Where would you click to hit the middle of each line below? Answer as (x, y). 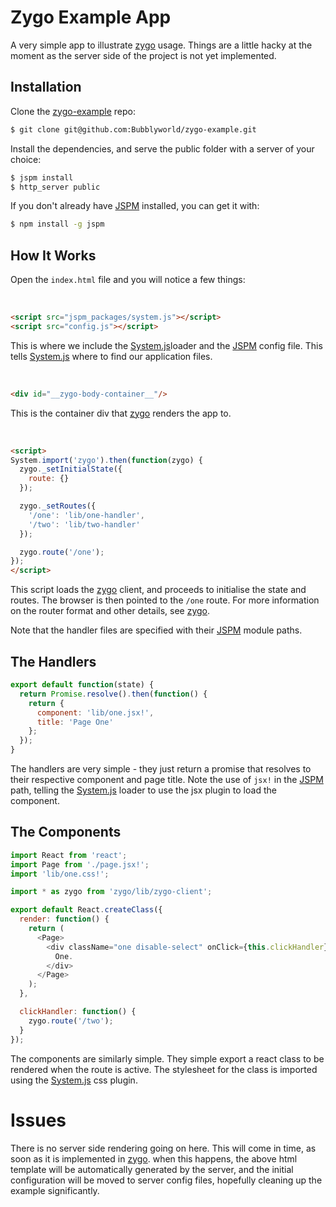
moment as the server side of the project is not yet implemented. (143, 55)
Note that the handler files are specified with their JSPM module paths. (156, 630)
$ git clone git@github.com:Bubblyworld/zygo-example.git (133, 129)
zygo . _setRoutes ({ (58, 506)
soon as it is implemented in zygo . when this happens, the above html (154, 1158)
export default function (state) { (82, 685)
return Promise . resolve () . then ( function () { (113, 694)
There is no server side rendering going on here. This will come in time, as (163, 1148)
